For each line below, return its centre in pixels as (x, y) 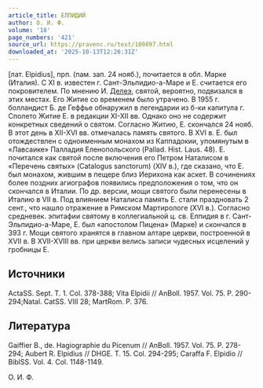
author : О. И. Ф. (37, 23)
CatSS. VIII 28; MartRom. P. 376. (96, 301)
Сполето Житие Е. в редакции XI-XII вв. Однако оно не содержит (117, 116)
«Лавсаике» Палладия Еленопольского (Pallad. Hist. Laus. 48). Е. (117, 149)
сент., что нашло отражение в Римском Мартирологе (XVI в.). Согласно (129, 208)
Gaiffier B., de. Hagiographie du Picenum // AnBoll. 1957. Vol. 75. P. (116, 345)
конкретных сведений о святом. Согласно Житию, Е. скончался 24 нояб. (131, 124)
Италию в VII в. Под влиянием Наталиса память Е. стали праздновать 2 (128, 199)
